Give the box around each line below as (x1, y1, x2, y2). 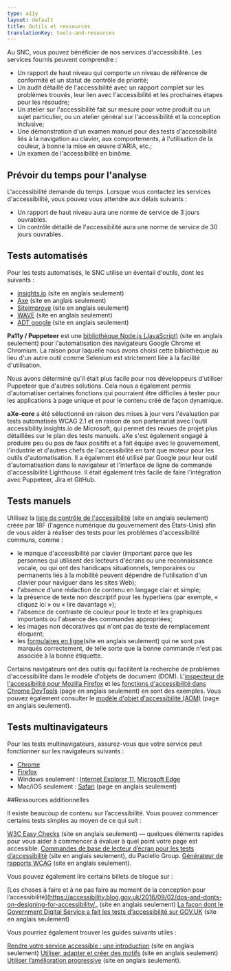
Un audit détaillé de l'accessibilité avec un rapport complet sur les (16, 83, 204, 92)
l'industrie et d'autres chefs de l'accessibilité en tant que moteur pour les (7, 446, 214, 455)
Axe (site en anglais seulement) (16, 296, 107, 304)
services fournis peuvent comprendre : (7, 56, 118, 64)
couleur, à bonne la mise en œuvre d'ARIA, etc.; (16, 142, 153, 150)
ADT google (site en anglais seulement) (16, 318, 129, 326)
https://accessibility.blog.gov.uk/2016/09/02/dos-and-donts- (49, 892, 222, 901)
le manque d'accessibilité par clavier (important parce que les (16, 549, 192, 557)
